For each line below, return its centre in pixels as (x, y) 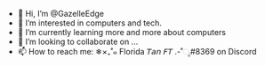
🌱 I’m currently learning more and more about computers (122, 32)
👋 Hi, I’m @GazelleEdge (61, 14)
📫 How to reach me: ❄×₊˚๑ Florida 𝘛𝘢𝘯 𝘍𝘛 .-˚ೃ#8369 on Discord (137, 51)
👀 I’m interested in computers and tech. (90, 23)
